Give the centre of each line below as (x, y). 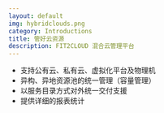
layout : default (36, 16)
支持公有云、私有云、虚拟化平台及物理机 (88, 71)
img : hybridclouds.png (47, 24)
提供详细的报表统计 (52, 101)
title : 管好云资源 (37, 39)
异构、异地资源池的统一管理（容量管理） (88, 80)
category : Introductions (50, 31)
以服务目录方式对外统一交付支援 (73, 91)
